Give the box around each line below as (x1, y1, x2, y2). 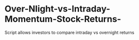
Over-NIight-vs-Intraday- (4, 3, 111, 14)
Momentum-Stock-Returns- (4, 13, 121, 25)
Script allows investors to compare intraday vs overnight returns (4, 29, 135, 35)
